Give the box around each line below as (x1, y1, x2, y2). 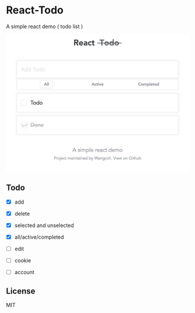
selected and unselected (14, 222, 74, 229)
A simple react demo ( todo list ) (6, 23, 83, 30)
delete (14, 210, 30, 217)
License (6, 286, 36, 296)
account (14, 269, 35, 276)
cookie (14, 257, 31, 264)
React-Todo (6, 4, 64, 17)
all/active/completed (14, 233, 64, 240)
